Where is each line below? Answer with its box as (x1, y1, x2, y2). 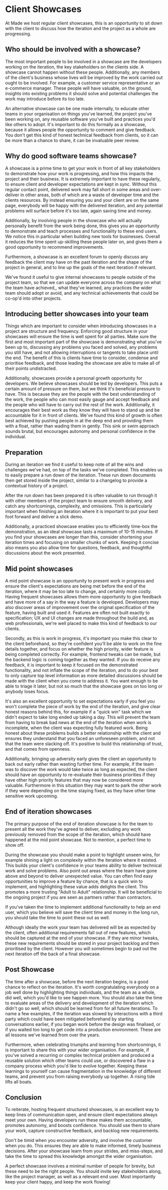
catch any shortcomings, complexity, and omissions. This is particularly (5, 503, 152, 509)
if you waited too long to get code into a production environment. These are (5, 1026, 161, 1032)
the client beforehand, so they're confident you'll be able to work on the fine (5, 641, 162, 647)
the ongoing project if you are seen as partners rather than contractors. (5, 894, 152, 900)
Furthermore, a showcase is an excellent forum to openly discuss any (5, 254, 148, 260)
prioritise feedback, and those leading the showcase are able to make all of (5, 360, 160, 366)
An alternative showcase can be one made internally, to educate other (5, 105, 150, 111)
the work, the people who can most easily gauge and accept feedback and (5, 396, 159, 402)
